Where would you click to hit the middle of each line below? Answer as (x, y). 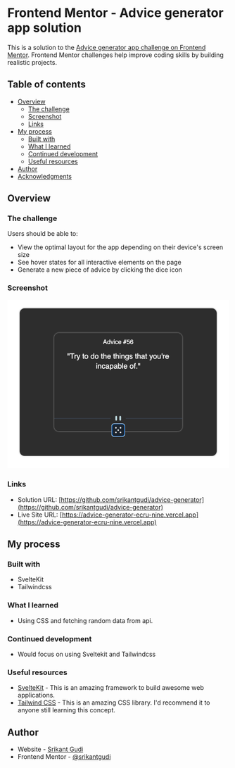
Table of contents (46, 85)
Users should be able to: (43, 234)
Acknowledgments (45, 176)
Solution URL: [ (39, 499)
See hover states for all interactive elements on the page (99, 263)
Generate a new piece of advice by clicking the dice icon (100, 270)
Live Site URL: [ (40, 515)
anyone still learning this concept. (66, 710)
